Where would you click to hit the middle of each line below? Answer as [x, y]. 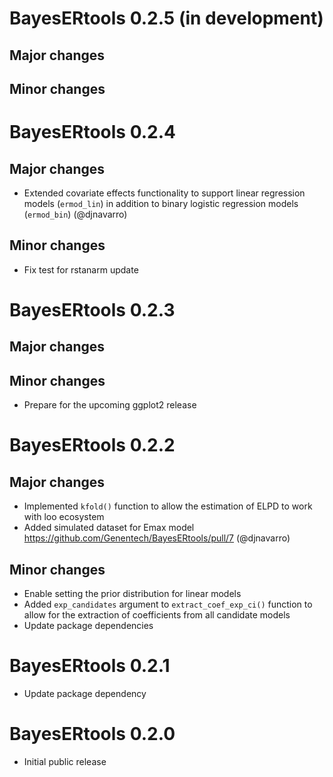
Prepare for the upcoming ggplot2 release [110, 405]
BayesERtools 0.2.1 [90, 666]
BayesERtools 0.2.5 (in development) [166, 18]
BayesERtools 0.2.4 [92, 132]
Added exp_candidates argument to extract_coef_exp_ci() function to [168, 604]
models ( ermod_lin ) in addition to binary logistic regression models [161, 203]
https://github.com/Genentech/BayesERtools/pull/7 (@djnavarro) [157, 538]
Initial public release [65, 761]
